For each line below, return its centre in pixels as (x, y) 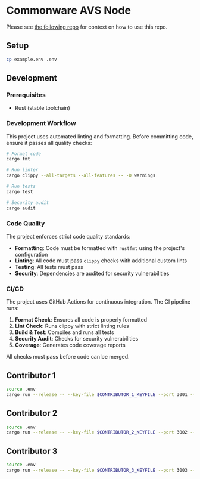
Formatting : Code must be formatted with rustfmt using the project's (100, 248)
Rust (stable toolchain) (42, 108)
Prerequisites (26, 95)
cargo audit (21, 208)
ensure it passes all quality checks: (49, 143)
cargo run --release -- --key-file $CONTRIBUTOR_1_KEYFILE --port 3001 (97, 394)
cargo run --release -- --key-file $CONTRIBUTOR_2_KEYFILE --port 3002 (97, 432)
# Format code (24, 154)
